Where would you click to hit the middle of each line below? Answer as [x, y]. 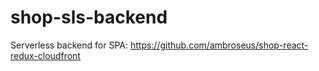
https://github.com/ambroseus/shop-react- [219, 45]
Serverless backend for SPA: [69, 45]
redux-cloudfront [45, 55]
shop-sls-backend [89, 17]
